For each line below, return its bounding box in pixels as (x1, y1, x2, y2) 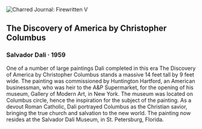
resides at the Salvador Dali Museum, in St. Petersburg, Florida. (6, 116, 165, 123)
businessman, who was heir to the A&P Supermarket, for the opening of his (6, 84, 194, 91)
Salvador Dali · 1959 (6, 51, 66, 59)
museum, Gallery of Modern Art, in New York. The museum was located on (6, 90, 194, 97)
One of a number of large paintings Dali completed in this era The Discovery (6, 64, 196, 72)
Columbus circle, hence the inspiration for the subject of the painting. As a (6, 96, 192, 104)
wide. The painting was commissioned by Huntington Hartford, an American (6, 77, 195, 84)
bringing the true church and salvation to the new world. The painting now (6, 109, 191, 116)
